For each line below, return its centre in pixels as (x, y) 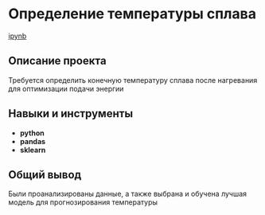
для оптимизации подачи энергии (66, 88)
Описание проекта (57, 61)
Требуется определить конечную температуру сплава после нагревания (133, 80)
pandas (33, 141)
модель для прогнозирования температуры (83, 202)
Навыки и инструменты (71, 113)
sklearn (33, 150)
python (32, 133)
